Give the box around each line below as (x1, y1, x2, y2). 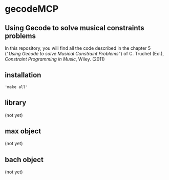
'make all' (5, 84, 28, 90)
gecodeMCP (5, 3, 59, 15)
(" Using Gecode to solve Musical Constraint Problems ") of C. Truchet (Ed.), (5, 51, 164, 56)
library (5, 98, 27, 107)
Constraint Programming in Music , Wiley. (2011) (5, 56, 105, 62)
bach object (5, 155, 44, 164)
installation (5, 71, 41, 79)
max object (5, 127, 41, 136)
